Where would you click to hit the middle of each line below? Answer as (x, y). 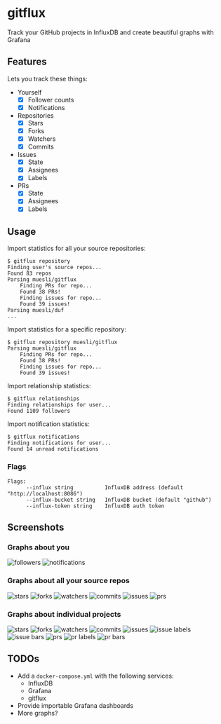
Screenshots (36, 527)
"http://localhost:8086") (45, 493)
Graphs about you (39, 547)
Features (27, 62)
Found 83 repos (29, 274)
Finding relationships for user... (59, 405)
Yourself (29, 92)
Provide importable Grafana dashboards (75, 705)
